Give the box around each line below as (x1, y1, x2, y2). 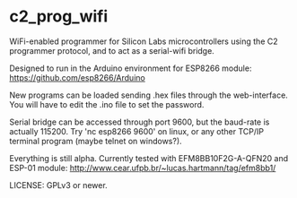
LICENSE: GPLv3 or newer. (9, 179, 108, 190)
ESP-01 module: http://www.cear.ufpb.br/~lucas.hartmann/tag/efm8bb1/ (9, 162, 276, 173)
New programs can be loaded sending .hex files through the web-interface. (9, 90, 289, 100)
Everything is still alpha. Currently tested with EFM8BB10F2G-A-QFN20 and (9, 152, 289, 163)
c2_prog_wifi (9, 6, 109, 27)
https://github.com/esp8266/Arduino (9, 72, 145, 82)
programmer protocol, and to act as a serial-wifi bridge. (9, 45, 215, 56)
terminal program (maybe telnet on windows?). (9, 135, 182, 146)
